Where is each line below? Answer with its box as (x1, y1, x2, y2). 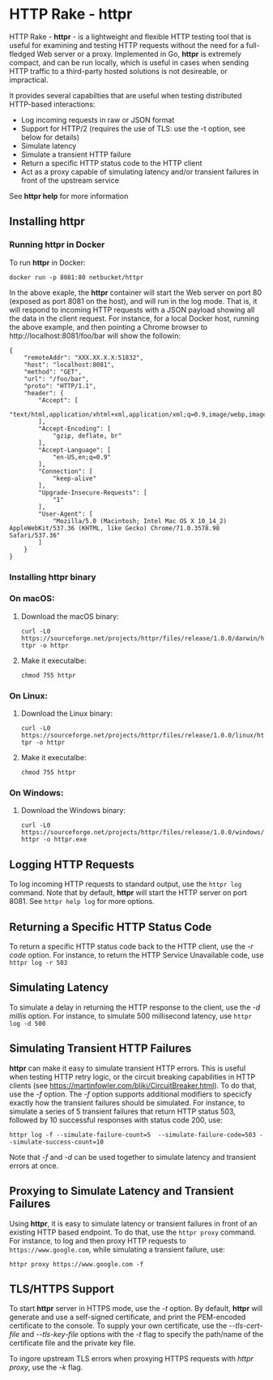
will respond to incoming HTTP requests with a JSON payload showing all (9, 305, 255, 314)
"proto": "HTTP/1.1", (23, 382, 96, 390)
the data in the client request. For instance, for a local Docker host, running (9, 314, 260, 323)
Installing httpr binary (9, 571, 96, 582)
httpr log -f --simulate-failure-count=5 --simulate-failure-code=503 (9, 1131, 256, 1139)
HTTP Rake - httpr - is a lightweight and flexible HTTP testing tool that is (9, 32, 252, 41)
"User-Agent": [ (38, 509, 93, 518)
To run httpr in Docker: (9, 257, 86, 267)
